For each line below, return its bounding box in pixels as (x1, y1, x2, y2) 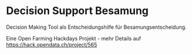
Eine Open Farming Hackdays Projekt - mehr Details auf (6, 35, 142, 42)
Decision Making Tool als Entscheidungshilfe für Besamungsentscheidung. (6, 23, 187, 31)
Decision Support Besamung (6, 4, 149, 18)
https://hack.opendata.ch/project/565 (6, 41, 97, 48)
